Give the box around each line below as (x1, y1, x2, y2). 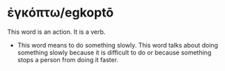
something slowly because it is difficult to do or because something (17, 48, 212, 57)
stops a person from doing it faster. (17, 55, 118, 63)
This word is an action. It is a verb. (7, 28, 106, 36)
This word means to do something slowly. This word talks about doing (17, 41, 218, 49)
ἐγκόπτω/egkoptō (7, 5, 114, 21)
